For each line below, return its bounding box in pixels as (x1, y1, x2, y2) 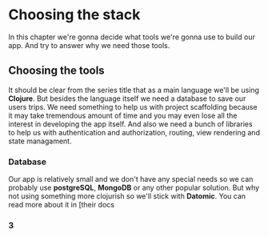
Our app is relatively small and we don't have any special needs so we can (8, 175, 254, 184)
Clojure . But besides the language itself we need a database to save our (8, 94, 246, 103)
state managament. (8, 136, 72, 146)
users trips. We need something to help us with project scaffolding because (8, 102, 258, 111)
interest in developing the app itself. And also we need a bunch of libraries (8, 118, 254, 129)
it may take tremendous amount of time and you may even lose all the (8, 110, 238, 120)
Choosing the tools (8, 64, 106, 78)
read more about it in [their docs (8, 200, 114, 210)
